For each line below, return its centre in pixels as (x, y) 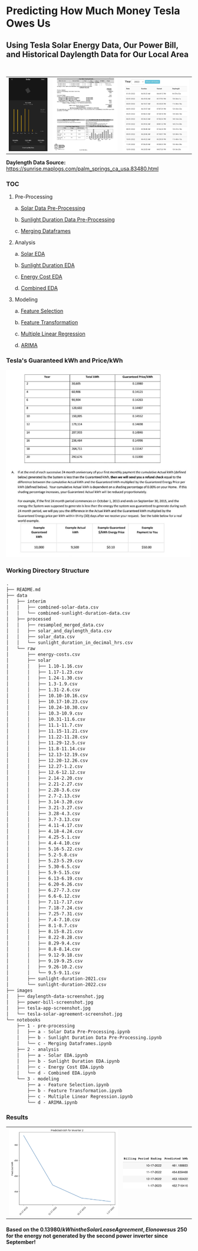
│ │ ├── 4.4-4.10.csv (43, 843)
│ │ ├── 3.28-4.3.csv (43, 814)
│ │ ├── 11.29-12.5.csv (46, 743)
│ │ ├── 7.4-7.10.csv (43, 920)
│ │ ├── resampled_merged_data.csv (55, 625)
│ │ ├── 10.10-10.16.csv (47, 696)
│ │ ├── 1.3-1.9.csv (42, 684)
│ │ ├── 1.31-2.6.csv (43, 690)
